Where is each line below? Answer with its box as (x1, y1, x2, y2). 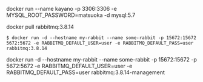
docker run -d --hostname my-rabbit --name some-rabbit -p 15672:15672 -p (6, 56, 197, 63)
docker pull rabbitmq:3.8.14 (6, 24, 75, 30)
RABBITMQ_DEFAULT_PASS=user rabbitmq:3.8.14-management (6, 69, 165, 76)
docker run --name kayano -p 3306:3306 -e (6, 5, 117, 12)
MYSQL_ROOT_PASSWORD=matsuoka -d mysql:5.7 (6, 11, 136, 19)
